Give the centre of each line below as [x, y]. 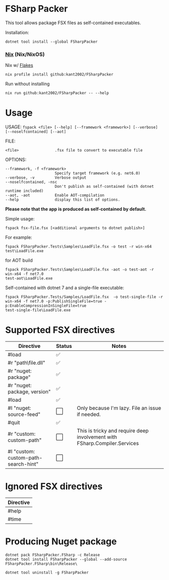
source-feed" [24, 414]
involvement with [97, 437]
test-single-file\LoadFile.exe [38, 310]
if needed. [89, 414]
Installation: [17, 32]
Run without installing [27, 84]
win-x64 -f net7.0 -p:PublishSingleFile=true [54, 302]
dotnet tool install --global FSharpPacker [52, 42]
